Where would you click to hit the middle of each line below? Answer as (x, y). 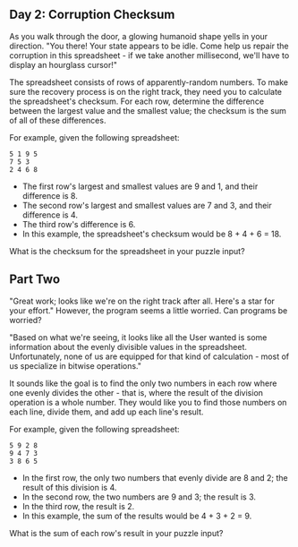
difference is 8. (50, 195)
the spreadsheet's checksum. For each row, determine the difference (137, 101)
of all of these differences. (58, 120)
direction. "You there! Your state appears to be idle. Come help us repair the (149, 46)
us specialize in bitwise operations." (75, 365)
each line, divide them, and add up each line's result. (106, 412)
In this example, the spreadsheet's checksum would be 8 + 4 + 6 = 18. (152, 234)
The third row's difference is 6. (79, 224)
